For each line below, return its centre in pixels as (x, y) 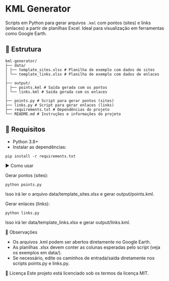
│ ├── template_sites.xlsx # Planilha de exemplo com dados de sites (80, 70)
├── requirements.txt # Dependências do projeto (57, 109)
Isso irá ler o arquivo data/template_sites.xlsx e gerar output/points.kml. (80, 194)
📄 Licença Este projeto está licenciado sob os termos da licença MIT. (77, 273)
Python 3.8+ (26, 141)
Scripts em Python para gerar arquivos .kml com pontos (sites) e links (78, 23)
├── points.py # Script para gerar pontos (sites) (60, 101)
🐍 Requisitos (25, 129)
